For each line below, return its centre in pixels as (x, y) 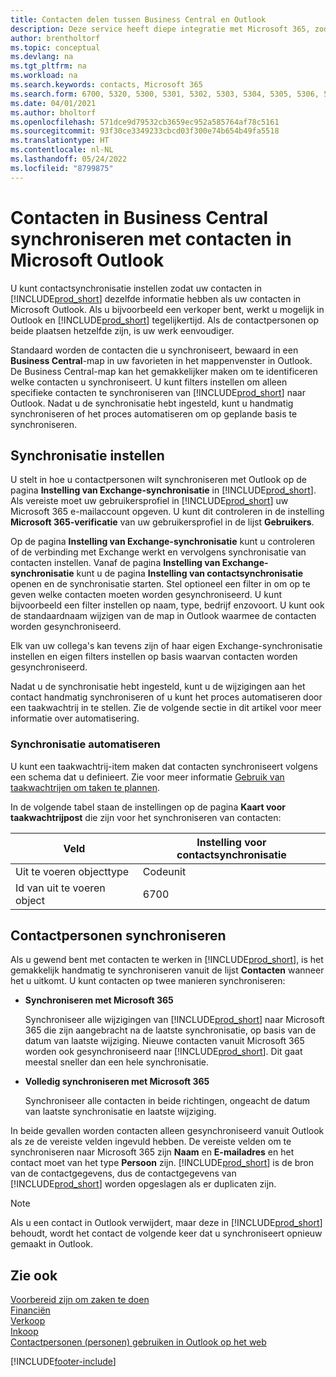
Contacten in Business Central (139, 217)
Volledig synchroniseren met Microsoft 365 (117, 1082)
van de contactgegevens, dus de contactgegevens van (123, 1173)
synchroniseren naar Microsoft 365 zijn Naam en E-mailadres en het (152, 1152)
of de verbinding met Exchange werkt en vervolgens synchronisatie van (158, 552)
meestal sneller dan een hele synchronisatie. (117, 1062)
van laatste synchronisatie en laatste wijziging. (120, 1112)
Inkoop (24, 1332)
